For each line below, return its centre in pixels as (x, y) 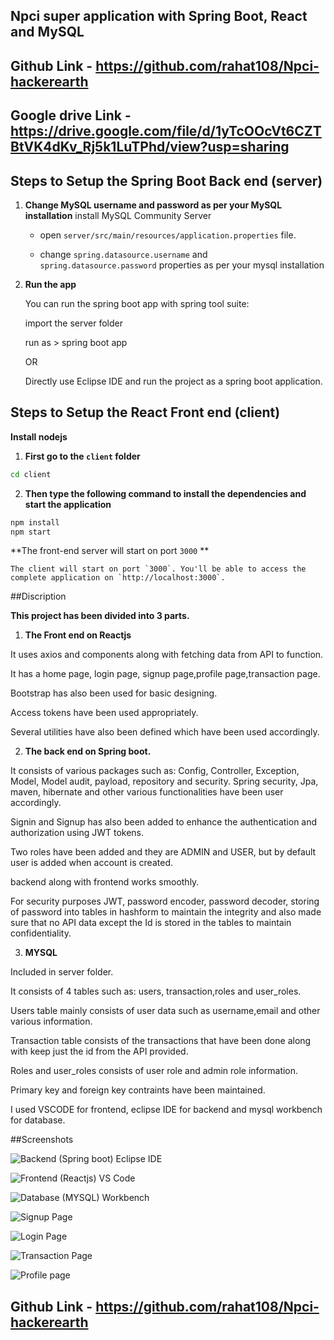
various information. (51, 1021)
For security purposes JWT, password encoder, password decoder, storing (165, 901)
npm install (35, 522)
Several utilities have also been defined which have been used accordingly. (165, 732)
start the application (68, 504)
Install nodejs (39, 436)
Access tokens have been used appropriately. (104, 713)
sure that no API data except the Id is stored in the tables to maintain (151, 923)
